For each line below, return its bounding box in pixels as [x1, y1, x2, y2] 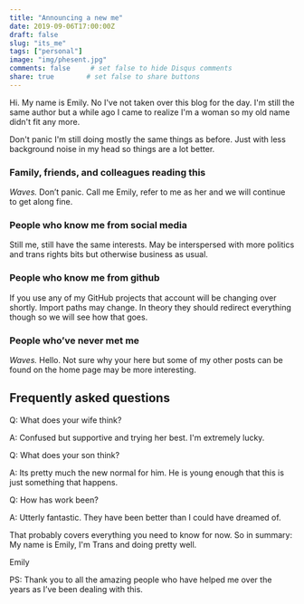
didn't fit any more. [9, 116, 81, 127]
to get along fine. [9, 197, 73, 207]
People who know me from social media [9, 218, 188, 231]
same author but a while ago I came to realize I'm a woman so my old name [9, 106, 290, 118]
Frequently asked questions [9, 390, 170, 406]
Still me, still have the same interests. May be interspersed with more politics [9, 239, 295, 250]
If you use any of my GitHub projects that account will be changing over [9, 292, 278, 303]
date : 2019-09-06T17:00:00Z [9, 22, 116, 31]
